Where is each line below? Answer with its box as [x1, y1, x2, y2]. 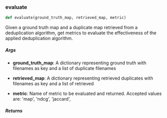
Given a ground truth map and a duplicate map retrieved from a [5, 25, 138, 31]
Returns [5, 107, 23, 113]
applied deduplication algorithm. [5, 35, 73, 41]
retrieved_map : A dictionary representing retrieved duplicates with [12, 75, 154, 81]
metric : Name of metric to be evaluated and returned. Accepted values [12, 90, 162, 97]
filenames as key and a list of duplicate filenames [12, 65, 116, 72]
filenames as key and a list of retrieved [12, 81, 94, 87]
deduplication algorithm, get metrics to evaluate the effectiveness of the [5, 30, 157, 36]
